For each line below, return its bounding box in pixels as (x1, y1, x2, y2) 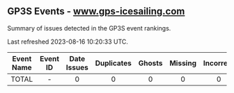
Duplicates (95, 58, 132, 68)
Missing (169, 58, 197, 68)
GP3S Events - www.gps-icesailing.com (7, 6, 185, 17)
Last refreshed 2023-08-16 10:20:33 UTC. (7, 37, 129, 46)
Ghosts (138, 58, 163, 68)
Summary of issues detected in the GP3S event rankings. (7, 24, 171, 32)
